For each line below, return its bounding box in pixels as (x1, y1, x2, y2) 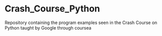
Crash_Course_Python (4, 3, 100, 14)
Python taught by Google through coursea (4, 24, 91, 30)
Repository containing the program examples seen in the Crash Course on (4, 19, 157, 25)
